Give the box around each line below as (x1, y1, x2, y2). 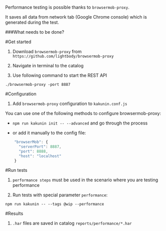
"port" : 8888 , (18, 149, 49, 154)
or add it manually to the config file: (12, 130, 86, 136)
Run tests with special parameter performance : (12, 192, 108, 198)
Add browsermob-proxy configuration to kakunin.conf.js (12, 100, 128, 106)
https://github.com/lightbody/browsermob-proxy (12, 54, 114, 59)
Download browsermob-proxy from (12, 49, 82, 54)
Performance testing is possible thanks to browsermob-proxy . (5, 5, 129, 10)
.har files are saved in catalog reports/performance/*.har (12, 220, 132, 226)
